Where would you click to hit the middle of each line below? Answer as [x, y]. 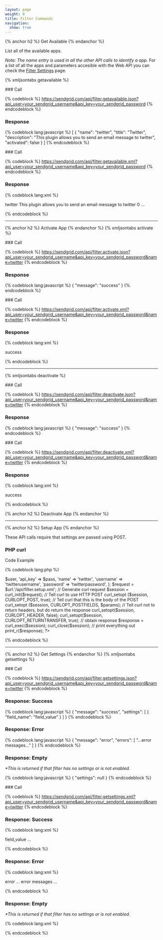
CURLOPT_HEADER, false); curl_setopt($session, [54, 615]
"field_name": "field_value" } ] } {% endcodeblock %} [58, 717]
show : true [20, 28]
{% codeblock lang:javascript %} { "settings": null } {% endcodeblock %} [78, 778]
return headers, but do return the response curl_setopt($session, [70, 610]
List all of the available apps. [33, 51]
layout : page [18, 9]
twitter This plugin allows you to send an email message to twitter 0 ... [75, 204]
